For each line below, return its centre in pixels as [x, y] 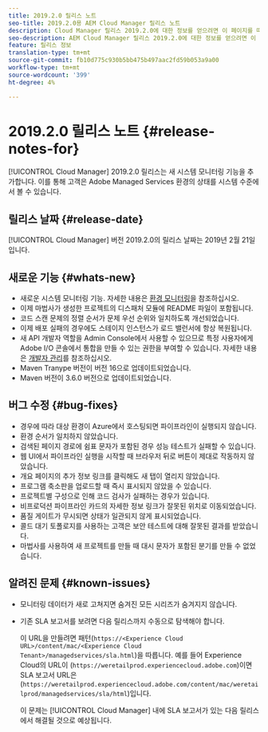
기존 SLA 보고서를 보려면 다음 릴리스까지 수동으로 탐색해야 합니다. [122, 621]
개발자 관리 [45, 358]
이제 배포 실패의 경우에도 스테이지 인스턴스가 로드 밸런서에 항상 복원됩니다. [136, 329]
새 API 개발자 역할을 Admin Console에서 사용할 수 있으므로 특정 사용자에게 [136, 338]
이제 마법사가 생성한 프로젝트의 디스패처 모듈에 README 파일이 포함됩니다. [136, 309]
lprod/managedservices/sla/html [73, 694]
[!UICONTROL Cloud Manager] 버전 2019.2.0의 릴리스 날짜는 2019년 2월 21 [129, 240]
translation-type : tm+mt [49, 53]
